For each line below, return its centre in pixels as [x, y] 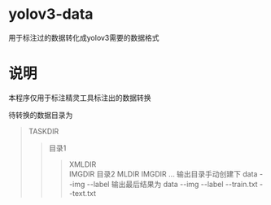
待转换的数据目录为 [41, 115]
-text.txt [82, 193]
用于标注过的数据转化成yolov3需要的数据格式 [84, 37]
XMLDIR [83, 164]
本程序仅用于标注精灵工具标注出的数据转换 [80, 98]
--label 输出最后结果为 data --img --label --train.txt [172, 184]
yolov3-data [51, 14]
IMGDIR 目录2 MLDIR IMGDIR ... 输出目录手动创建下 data [163, 174]
